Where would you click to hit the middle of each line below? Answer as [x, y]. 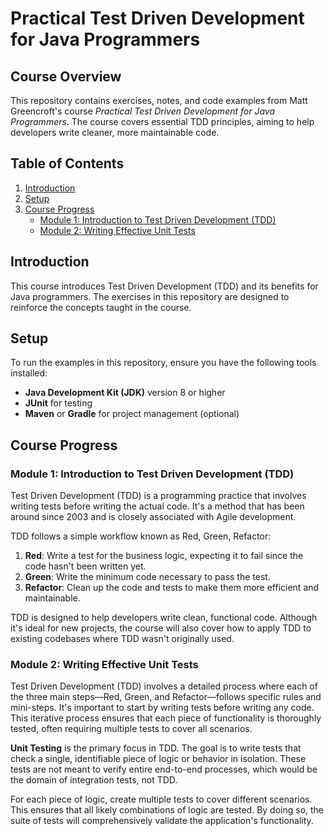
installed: [29, 373]
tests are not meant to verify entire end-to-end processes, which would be [164, 769]
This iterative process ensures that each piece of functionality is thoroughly [166, 718]
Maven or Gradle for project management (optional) [132, 414]
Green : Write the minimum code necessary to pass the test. [147, 577]
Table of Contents [67, 163]
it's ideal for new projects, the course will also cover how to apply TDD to [161, 628]
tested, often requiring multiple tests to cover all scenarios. [131, 729]
